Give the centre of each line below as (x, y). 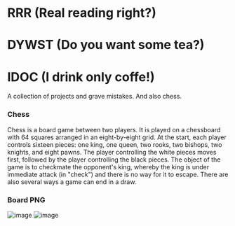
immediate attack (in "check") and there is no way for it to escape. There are (118, 174)
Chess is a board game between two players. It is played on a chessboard (114, 129)
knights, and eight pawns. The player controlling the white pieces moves (112, 152)
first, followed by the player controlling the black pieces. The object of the (114, 160)
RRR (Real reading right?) (82, 13)
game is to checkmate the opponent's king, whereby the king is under (108, 167)
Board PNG (26, 199)
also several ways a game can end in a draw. (72, 182)
